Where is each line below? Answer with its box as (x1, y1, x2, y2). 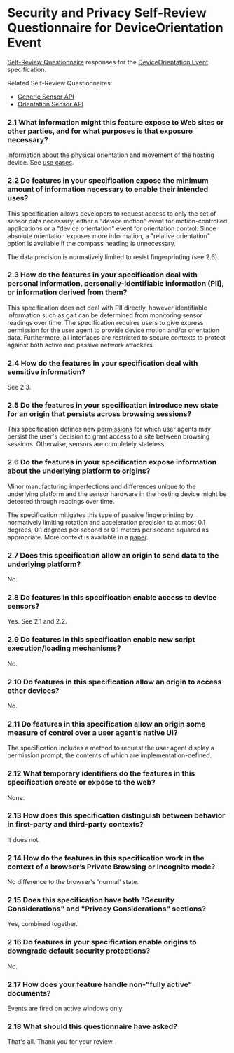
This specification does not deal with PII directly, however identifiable (7, 303, 208, 312)
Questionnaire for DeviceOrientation (7, 20, 223, 36)
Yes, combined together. (7, 920, 78, 928)
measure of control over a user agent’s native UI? (7, 727, 178, 737)
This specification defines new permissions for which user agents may (7, 425, 212, 434)
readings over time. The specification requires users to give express (7, 318, 204, 326)
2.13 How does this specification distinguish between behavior (7, 811, 226, 820)
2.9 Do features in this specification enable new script (7, 635, 195, 645)
